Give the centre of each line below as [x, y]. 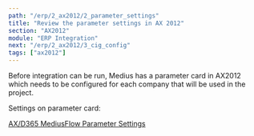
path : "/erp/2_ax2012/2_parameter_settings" [84, 16]
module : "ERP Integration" [53, 38]
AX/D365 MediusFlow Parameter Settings [77, 124]
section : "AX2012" [39, 30]
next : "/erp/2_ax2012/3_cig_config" [69, 46]
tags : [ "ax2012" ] [37, 53]
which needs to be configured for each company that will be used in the [127, 84]
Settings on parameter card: [55, 108]
